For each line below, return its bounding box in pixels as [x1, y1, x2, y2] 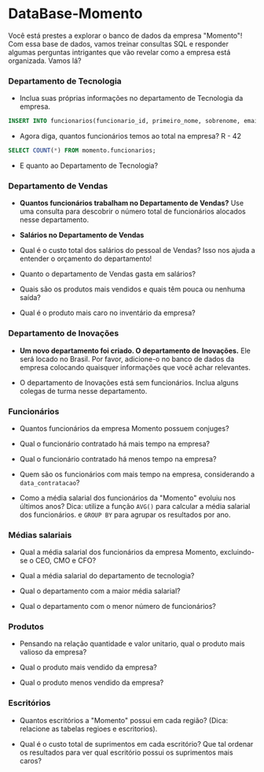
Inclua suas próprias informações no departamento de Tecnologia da [19, 94, 244, 103]
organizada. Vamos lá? [8, 56, 82, 65]
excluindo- [219, 547, 255, 557]
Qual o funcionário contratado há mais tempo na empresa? [19, 439, 211, 448]
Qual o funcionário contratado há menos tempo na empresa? [19, 454, 217, 463]
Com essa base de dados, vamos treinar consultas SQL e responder [8, 39, 229, 48]
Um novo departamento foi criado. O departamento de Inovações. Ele [19, 346, 251, 355]
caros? [19, 755, 42, 765]
